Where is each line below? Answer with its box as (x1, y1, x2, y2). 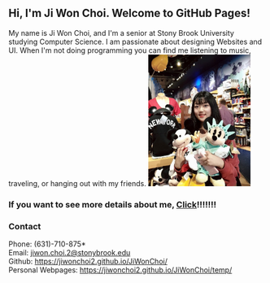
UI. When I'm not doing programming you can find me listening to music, (8, 45, 252, 55)
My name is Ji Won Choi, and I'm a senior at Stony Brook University (8, 28, 234, 37)
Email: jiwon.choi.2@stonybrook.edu (8, 248, 131, 258)
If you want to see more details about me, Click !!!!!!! (8, 199, 217, 211)
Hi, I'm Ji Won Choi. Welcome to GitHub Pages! (8, 7, 250, 20)
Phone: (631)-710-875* (8, 239, 87, 249)
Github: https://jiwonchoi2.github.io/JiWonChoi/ (8, 256, 168, 267)
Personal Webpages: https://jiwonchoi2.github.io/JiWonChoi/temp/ (8, 265, 233, 275)
